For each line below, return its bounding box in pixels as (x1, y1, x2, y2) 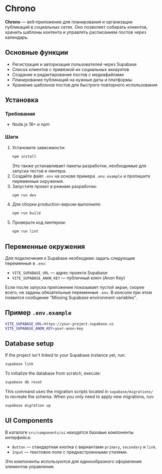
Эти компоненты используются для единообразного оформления (5, 458, 142, 464)
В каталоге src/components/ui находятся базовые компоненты (5, 429, 134, 435)
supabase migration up (5, 403, 51, 408)
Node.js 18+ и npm (12, 122, 50, 127)
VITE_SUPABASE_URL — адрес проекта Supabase (12, 270, 108, 276)
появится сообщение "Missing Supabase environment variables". (5, 295, 137, 300)
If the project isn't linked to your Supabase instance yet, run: (5, 352, 126, 358)
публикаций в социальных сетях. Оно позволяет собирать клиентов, (5, 24, 148, 30)
